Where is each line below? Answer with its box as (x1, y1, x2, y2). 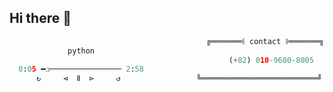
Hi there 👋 (9, 10, 72, 27)
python (67, 46, 96, 56)
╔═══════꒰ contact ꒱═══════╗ (205, 36, 325, 46)
